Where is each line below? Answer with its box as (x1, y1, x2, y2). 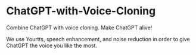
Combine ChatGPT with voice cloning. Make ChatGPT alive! (6, 24, 153, 31)
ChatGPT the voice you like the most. (6, 42, 97, 49)
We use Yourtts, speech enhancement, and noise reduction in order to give (6, 35, 190, 42)
